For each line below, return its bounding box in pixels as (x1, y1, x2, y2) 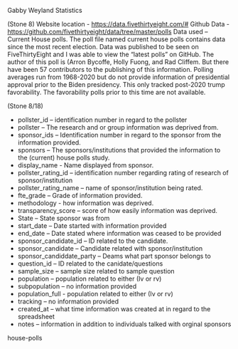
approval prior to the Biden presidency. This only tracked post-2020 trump (7, 80, 225, 88)
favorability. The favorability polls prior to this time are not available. (7, 88, 206, 96)
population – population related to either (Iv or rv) (17, 274, 162, 283)
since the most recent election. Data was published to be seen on (7, 43, 199, 51)
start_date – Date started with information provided (17, 222, 167, 230)
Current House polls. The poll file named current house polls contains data (7, 35, 226, 43)
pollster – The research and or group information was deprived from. (17, 123, 219, 131)
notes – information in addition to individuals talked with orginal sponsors (17, 320, 232, 328)
